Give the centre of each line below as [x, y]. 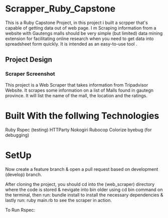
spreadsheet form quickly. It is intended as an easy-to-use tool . [71, 44]
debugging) [17, 135]
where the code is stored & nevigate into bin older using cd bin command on [84, 189]
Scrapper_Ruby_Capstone [60, 9]
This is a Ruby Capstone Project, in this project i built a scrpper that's [76, 23]
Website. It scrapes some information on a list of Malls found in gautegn [79, 90]
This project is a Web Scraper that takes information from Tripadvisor [77, 85]
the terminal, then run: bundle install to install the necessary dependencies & [84, 195]
